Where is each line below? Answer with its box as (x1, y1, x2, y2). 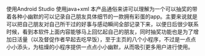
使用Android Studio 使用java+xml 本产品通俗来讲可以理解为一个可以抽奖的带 (6, 5, 198, 12)
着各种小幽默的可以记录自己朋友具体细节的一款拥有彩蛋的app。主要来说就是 (6, 13, 198, 20)
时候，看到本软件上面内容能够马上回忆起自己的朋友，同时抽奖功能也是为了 (6, 28, 193, 35)
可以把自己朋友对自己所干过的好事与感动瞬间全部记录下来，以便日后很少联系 (6, 21, 199, 27)
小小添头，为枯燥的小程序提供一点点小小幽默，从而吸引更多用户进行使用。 (6, 43, 193, 51)
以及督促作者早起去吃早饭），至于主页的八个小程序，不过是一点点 (32, 36, 196, 43)
